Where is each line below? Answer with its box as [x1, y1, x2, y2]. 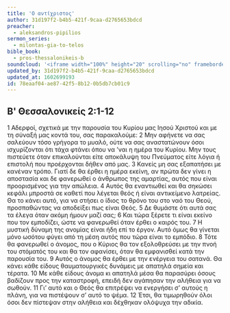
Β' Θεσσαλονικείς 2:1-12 [7, 105, 114, 117]
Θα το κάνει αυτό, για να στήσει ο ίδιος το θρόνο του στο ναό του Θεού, [7, 197, 213, 205]
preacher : [7, 23, 36, 29]
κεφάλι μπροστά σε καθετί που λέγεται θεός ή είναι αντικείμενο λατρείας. [7, 189, 221, 197]
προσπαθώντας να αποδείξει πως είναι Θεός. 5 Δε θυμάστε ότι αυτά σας [7, 203, 217, 212]
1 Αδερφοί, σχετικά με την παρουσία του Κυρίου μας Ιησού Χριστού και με [7, 124, 218, 132]
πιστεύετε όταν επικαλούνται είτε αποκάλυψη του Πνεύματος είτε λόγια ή [7, 153, 220, 161]
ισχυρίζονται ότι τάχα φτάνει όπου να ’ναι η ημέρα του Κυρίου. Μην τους [7, 145, 217, 154]
